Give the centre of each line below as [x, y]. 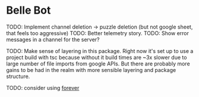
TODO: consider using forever [43, 87]
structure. [18, 76]
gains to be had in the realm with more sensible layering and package [91, 70]
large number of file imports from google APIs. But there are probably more [98, 64]
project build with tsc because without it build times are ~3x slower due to [97, 57]
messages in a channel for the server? [53, 39]
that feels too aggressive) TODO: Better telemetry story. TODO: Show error [97, 33]
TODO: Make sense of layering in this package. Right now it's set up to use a [100, 51]
